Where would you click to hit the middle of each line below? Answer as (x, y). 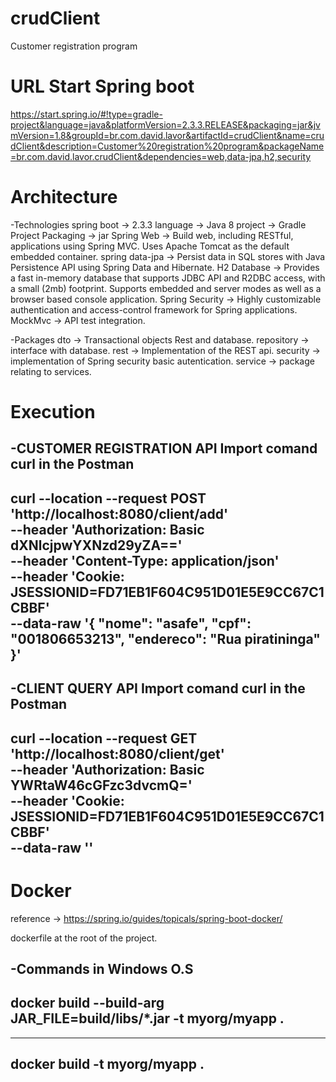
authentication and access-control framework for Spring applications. (154, 309)
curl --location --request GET (104, 738)
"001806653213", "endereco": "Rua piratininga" (165, 638)
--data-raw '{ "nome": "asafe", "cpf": (131, 623)
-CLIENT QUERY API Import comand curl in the (158, 688)
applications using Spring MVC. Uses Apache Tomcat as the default (150, 246)
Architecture (64, 197)
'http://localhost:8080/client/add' (119, 513)
